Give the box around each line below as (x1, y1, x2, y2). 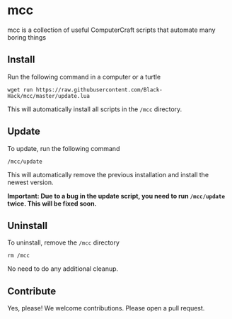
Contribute (7, 285, 57, 297)
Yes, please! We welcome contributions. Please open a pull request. (7, 304, 205, 313)
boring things (7, 33, 47, 41)
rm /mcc (7, 252, 30, 259)
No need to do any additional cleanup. (7, 264, 119, 273)
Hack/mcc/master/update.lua (7, 92, 91, 99)
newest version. (7, 178, 54, 186)
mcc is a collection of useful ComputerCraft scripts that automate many (7, 26, 216, 34)
